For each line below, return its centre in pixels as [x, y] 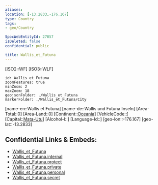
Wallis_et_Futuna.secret [36, 178]
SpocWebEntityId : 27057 [29, 37]
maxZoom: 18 [17, 91]
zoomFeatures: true [25, 82]
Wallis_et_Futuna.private [37, 167]
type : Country [20, 19]
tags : [11, 23]
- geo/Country [20, 28]
